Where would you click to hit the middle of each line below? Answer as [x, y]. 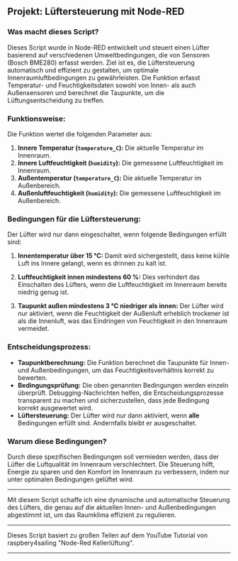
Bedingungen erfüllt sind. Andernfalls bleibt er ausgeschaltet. [107, 423]
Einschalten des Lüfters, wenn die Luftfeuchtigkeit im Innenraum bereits [122, 285]
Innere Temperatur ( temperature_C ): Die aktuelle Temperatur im [110, 148]
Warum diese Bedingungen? [57, 441]
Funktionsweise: [36, 119]
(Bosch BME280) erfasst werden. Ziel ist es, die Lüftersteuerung [101, 62]
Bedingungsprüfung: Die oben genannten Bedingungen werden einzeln [123, 385]
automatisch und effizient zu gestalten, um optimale [83, 70]
